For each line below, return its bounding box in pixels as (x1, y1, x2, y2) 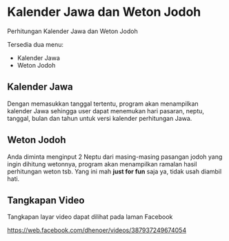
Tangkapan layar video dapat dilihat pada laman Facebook (7, 213, 173, 221)
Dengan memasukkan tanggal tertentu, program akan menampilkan (7, 99, 199, 108)
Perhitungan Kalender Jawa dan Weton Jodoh (7, 27, 138, 35)
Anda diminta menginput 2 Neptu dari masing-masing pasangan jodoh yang (7, 153, 223, 161)
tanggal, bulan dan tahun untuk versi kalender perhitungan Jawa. (7, 114, 192, 122)
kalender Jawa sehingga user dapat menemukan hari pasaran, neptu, (7, 106, 205, 115)
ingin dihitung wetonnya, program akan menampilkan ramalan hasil (7, 160, 197, 168)
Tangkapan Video (7, 194, 85, 206)
